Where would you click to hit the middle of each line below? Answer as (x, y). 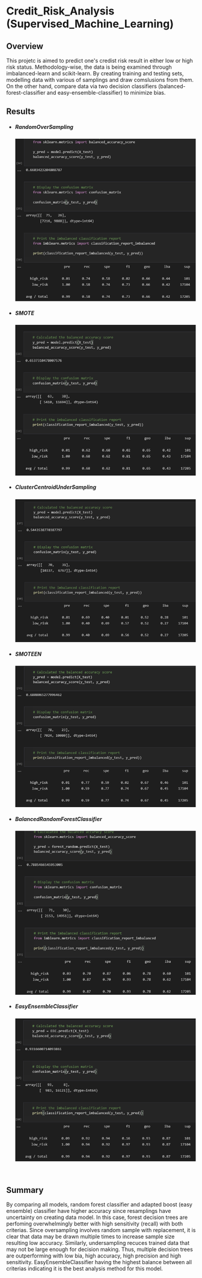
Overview (25, 46)
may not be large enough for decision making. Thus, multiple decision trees (100, 1250)
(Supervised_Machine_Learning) (90, 24)
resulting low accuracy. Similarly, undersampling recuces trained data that (98, 1243)
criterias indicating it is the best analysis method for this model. (85, 1269)
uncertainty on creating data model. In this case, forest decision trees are (97, 1217)
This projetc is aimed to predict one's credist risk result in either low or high (100, 61)
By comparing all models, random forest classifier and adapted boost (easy (99, 1204)
